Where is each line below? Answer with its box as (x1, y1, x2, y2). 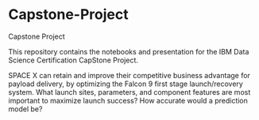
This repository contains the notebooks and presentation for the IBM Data (8, 47, 249, 56)
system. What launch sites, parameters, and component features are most (8, 87, 251, 96)
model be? (8, 104, 43, 114)
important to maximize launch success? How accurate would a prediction (8, 96, 249, 105)
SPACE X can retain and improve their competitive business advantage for (8, 70, 250, 80)
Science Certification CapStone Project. (8, 55, 139, 65)
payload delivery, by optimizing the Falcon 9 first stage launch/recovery (8, 79, 244, 88)
